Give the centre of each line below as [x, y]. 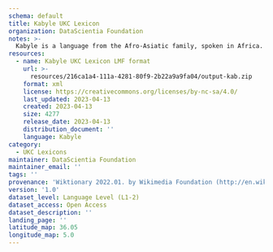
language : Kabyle [52, 137]
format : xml [43, 84]
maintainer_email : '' [45, 167]
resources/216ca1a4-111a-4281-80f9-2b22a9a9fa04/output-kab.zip [141, 76]
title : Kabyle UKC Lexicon [54, 24]
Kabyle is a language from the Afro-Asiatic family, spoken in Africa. [140, 46]
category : [25, 144]
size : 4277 [41, 115]
